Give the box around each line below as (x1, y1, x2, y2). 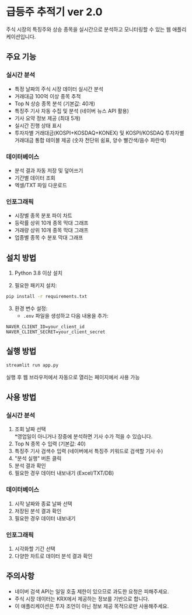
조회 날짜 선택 (14, 425, 46, 433)
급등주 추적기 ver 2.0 (6, 5, 103, 19)
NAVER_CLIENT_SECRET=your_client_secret (6, 329, 106, 335)
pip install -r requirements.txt (6, 294, 88, 300)
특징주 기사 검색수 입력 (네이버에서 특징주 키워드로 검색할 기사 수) (14, 448, 163, 455)
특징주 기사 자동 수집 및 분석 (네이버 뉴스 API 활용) (14, 107, 130, 114)
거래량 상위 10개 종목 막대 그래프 (14, 226, 89, 234)
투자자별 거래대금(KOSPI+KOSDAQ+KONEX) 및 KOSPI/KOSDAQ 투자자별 (14, 129, 184, 136)
